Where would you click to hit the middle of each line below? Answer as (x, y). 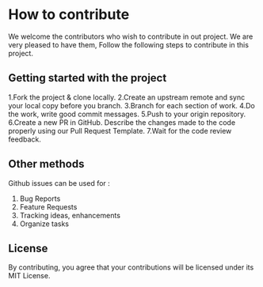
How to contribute (69, 15)
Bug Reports (40, 198)
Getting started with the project (88, 78)
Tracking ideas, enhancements (70, 215)
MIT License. (29, 276)
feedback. (25, 139)
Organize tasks (44, 224)
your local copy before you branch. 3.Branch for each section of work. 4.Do (131, 105)
